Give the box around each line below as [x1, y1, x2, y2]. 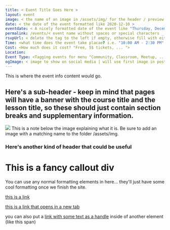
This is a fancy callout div [5, 162, 115, 173]
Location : [5, 50, 26, 55]
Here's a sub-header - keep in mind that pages [5, 87, 155, 96]
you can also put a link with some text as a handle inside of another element [5, 213, 163, 219]
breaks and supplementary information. [5, 111, 134, 120]
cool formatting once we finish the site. [5, 184, 87, 190]
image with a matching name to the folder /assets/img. [5, 131, 119, 137]
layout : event [5, 12, 35, 17]
